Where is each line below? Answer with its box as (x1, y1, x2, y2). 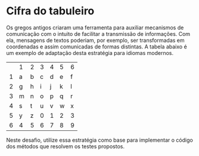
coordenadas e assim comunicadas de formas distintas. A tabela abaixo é (6, 43, 188, 50)
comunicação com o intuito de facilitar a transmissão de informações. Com (6, 30, 191, 37)
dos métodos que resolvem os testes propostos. (6, 142, 125, 150)
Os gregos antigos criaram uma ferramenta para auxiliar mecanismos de (6, 24, 184, 31)
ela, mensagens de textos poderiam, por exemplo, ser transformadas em (6, 36, 185, 44)
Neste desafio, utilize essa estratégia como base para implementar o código (6, 136, 194, 143)
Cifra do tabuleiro (6, 4, 95, 18)
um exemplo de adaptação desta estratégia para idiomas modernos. (6, 49, 174, 56)
